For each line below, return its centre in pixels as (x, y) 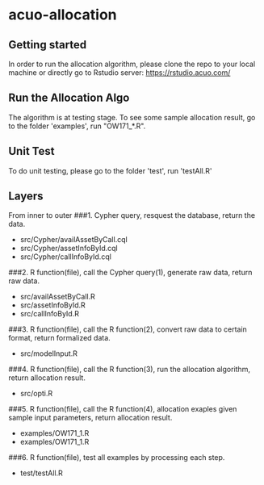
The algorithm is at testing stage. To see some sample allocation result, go (132, 117)
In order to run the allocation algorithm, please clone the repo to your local (132, 64)
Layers (26, 197)
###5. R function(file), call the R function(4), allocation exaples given (123, 409)
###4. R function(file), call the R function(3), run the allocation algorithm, (129, 370)
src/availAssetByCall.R (57, 297)
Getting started (48, 45)
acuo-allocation (63, 15)
